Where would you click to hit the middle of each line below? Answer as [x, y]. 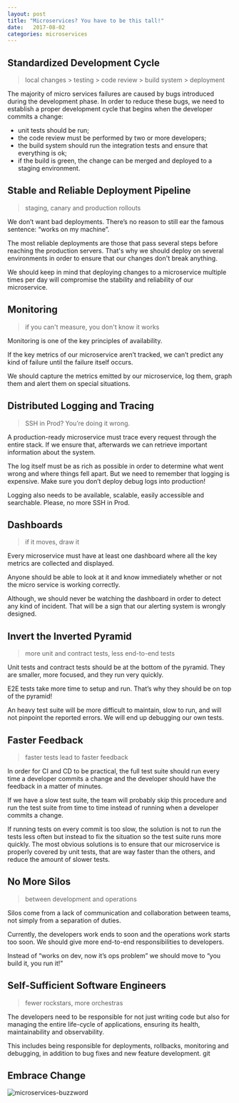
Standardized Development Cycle [84, 62]
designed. [22, 614]
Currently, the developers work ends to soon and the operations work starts [119, 934]
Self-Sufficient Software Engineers [87, 986]
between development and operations [81, 899]
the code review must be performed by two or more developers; [112, 138]
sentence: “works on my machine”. [59, 229]
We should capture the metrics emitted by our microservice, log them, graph [120, 376]
